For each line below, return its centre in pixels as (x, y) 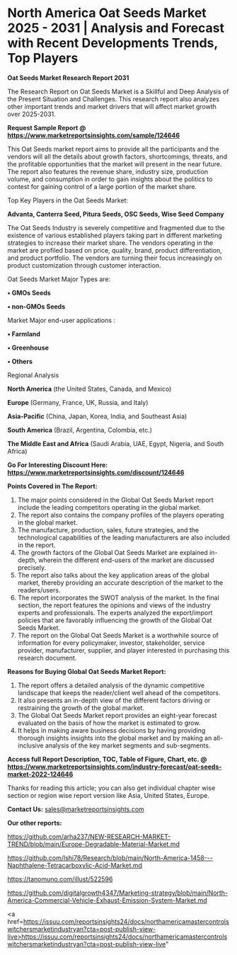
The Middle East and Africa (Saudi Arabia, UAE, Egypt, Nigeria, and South (116, 443)
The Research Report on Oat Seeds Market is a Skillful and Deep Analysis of (118, 91)
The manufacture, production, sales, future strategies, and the (108, 530)
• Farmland (24, 333)
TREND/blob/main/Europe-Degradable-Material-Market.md (94, 844)
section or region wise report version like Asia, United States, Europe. (109, 795)
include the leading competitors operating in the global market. (109, 507)
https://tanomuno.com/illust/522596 (60, 879)
